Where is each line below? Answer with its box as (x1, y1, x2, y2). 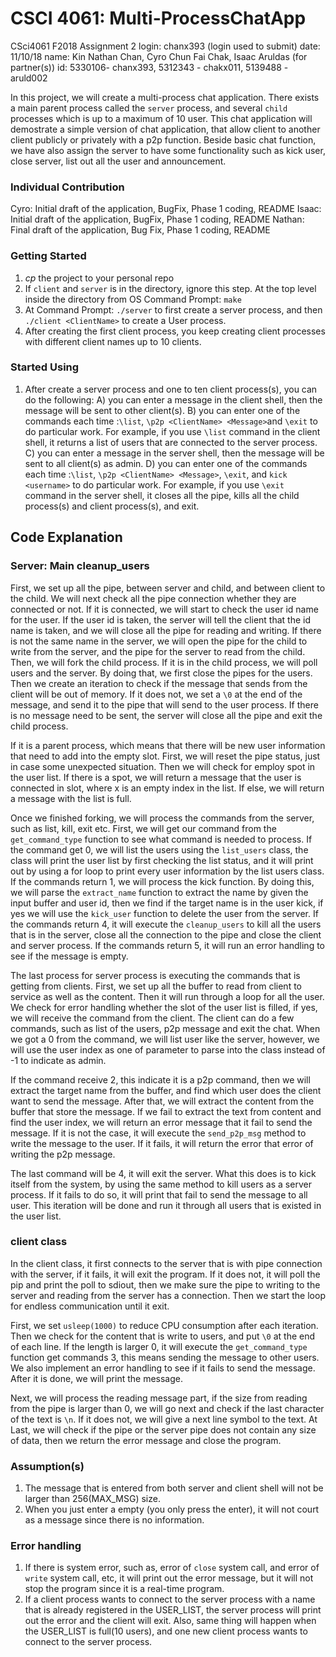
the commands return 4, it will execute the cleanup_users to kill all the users (10, 918, 322, 930)
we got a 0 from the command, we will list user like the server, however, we (10, 1033, 320, 1045)
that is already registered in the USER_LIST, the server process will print (24, 1604, 322, 1616)
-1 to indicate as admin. (10, 1054, 107, 1066)
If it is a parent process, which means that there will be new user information (10, 739, 326, 751)
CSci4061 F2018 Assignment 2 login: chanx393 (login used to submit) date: (10, 40, 321, 52)
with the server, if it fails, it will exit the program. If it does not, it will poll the (10, 1268, 321, 1280)
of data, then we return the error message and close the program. (10, 1434, 282, 1446)
